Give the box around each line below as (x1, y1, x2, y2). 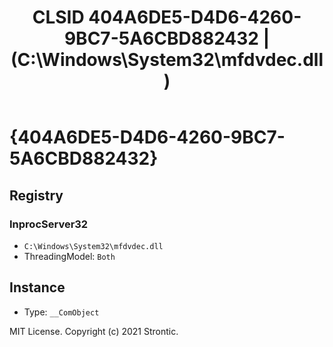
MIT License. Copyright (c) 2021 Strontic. (9, 325, 179, 337)
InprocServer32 (9, 217, 89, 231)
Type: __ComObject (23, 306, 100, 318)
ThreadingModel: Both (23, 250, 116, 262)
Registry (9, 187, 64, 204)
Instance (9, 279, 66, 296)
